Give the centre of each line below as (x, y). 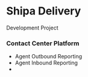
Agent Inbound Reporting (46, 63)
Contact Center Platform (43, 43)
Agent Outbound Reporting (49, 57)
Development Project (32, 28)
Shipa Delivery (44, 11)
